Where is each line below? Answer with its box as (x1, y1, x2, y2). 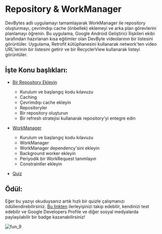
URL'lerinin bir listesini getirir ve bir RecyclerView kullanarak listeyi (5, 46, 140, 52)
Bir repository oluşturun (19, 110, 68, 116)
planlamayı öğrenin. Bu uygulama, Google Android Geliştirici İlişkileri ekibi (5, 30, 155, 36)
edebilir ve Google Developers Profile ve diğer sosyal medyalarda (5, 209, 139, 215)
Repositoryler (19, 104, 48, 110)
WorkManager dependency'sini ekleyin (19, 145, 100, 151)
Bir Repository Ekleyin (12, 79, 57, 85)
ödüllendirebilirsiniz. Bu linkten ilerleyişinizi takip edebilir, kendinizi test (5, 203, 150, 209)
